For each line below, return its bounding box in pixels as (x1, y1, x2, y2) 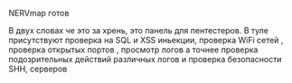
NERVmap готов (8, 8, 70, 18)
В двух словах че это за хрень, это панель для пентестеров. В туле (8, 25, 268, 35)
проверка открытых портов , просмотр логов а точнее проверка (8, 44, 259, 55)
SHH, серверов (8, 63, 68, 74)
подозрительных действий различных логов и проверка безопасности (8, 54, 282, 64)
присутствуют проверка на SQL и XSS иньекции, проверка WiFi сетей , (8, 35, 284, 45)
